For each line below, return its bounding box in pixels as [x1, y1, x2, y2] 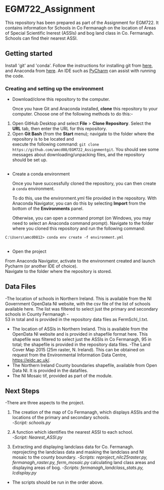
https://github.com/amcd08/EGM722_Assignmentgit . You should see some [12, 147, 159, 152]
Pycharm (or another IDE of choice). [5, 263, 78, 269]
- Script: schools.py [12, 420, 51, 426]
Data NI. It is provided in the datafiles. [12, 367, 88, 373]
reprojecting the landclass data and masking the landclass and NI [12, 449, 144, 455]
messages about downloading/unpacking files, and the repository [12, 152, 145, 158]
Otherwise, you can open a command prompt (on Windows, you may [12, 215, 151, 221]
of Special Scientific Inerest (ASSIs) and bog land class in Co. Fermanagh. [5, 30, 154, 36]
